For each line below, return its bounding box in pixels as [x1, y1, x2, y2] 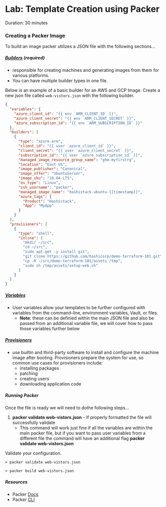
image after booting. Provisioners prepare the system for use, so [12, 355, 144, 361]
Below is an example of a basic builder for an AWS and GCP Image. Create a [5, 88, 161, 93]
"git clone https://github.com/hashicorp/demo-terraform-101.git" [23, 254, 163, 259]
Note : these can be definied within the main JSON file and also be [19, 315, 154, 321]
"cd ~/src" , [23, 245, 48, 250]
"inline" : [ [18, 235, 43, 240]
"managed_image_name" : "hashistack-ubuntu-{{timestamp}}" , [18, 189, 142, 194]
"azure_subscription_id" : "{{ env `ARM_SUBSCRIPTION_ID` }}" [14, 120, 142, 126]
